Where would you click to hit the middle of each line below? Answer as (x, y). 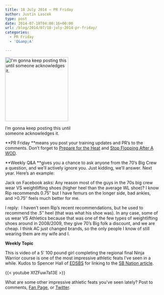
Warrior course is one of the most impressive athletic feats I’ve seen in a (78, 258)
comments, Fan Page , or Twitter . (38, 287)
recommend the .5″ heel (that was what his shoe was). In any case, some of (82, 213)
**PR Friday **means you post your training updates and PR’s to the (74, 143)
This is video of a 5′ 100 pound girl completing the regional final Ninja (75, 252)
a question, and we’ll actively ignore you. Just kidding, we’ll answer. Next (79, 168)
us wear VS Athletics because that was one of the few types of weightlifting (82, 218)
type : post (16, 19)
